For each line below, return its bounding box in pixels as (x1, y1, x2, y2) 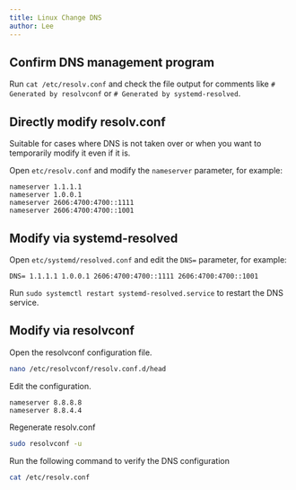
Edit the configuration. (9, 380, 91, 391)
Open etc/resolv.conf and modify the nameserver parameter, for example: (9, 165, 283, 176)
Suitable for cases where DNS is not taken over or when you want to (9, 138, 262, 149)
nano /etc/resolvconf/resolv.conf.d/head (9, 364, 167, 373)
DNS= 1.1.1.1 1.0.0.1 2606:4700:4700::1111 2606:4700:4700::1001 (9, 272, 258, 281)
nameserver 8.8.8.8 (9, 397, 83, 407)
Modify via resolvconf (9, 323, 135, 338)
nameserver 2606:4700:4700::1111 (9, 199, 135, 208)
